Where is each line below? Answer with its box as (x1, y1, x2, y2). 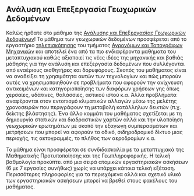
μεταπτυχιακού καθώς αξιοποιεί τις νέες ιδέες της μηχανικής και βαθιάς (6, 54, 184, 61)
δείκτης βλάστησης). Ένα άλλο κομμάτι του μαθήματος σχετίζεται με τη (6, 110, 182, 117)
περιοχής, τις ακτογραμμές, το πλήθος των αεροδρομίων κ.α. (6, 134, 156, 142)
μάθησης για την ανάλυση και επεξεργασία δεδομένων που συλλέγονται (6, 60, 185, 67)
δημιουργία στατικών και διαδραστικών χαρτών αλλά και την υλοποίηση (6, 116, 184, 123)
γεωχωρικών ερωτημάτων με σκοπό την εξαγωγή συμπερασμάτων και (6, 122, 178, 129)
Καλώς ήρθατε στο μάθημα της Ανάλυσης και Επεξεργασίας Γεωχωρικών (6, 29, 186, 36)
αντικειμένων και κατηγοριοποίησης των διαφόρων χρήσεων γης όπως (6, 85, 179, 92)
